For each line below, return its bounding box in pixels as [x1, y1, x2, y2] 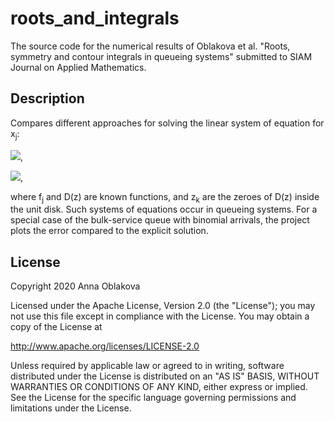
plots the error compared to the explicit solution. [10, 225, 209, 237]
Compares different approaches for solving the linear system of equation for [10, 117, 325, 129]
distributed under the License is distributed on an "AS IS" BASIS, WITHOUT [10, 370, 320, 382]
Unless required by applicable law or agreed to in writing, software [10, 360, 285, 372]
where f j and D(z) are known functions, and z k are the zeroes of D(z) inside [10, 190, 320, 205]
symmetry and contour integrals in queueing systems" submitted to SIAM [10, 50, 313, 62]
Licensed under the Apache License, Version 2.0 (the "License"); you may [10, 300, 316, 312]
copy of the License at [10, 321, 103, 333]
